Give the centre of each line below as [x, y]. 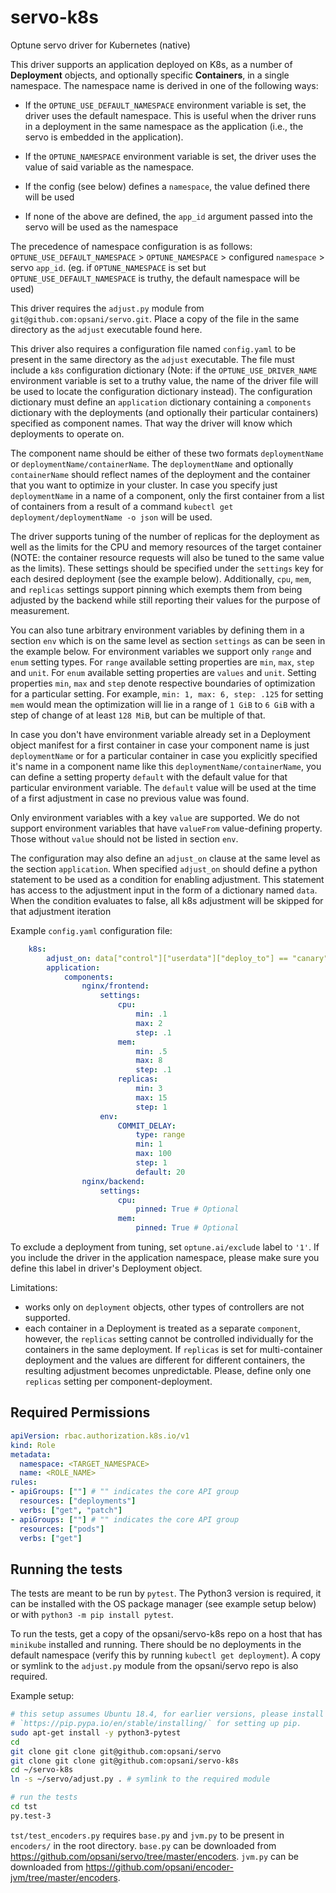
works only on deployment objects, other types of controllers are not [164, 1307]
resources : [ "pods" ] [62, 1529]
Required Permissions [80, 1412]
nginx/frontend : [115, 986]
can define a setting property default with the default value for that [149, 777]
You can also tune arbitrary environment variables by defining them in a [157, 630]
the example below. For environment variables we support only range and [161, 651]
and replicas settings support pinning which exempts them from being [156, 589]
